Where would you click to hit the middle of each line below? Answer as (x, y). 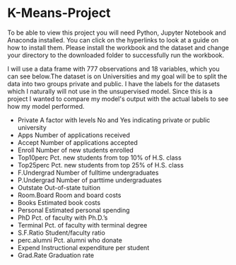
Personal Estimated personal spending (73, 210)
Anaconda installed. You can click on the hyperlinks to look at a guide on (113, 40)
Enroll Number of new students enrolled (76, 150)
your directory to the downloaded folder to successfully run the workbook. (116, 55)
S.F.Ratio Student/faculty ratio (61, 232)
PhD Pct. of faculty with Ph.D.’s (63, 218)
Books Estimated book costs (59, 202)
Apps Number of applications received (74, 135)
